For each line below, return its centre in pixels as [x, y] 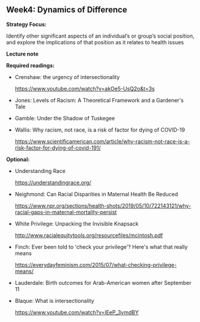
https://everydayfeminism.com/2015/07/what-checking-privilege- [96, 265]
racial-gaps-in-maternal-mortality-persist [66, 212]
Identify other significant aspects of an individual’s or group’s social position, [100, 36]
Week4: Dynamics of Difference [67, 10]
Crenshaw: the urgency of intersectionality [67, 77]
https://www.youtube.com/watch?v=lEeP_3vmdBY [77, 312]
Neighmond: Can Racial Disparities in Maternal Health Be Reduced [96, 194]
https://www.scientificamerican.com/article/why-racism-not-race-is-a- [102, 141]
